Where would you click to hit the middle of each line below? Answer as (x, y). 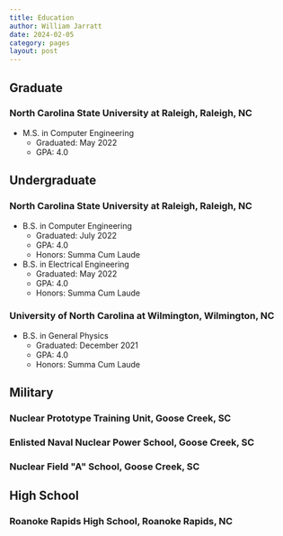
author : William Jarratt (56, 26)
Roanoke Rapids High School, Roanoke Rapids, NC (121, 522)
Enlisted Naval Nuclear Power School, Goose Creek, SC (132, 442)
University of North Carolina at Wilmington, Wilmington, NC (142, 316)
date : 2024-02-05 (42, 34)
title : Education (42, 18)
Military (31, 393)
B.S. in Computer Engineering (77, 225)
